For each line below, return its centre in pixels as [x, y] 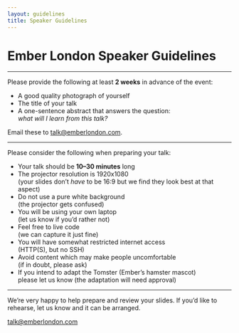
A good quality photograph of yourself [74, 96]
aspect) [29, 189]
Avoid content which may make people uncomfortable [97, 258]
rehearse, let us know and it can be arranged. [74, 308]
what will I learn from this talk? [63, 119]
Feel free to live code [49, 227]
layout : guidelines [36, 14]
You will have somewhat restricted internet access [91, 242]
